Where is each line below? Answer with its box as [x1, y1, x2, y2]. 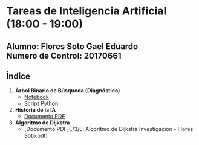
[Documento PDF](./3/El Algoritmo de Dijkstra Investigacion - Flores [24, 126, 194, 133]
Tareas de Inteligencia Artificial [6, 4, 167, 18]
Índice [6, 71, 30, 81]
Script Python [24, 100, 59, 107]
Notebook [24, 94, 50, 101]
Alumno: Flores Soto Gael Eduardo [6, 41, 139, 51]
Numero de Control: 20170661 [6, 50, 122, 61]
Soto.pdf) [24, 132, 48, 140]
